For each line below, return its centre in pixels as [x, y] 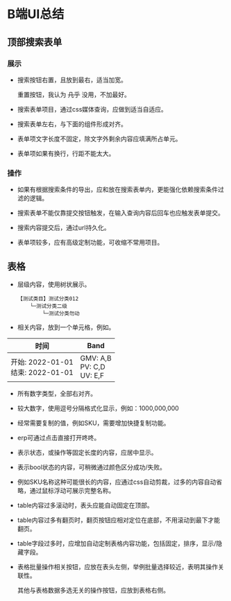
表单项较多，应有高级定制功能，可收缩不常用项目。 [90, 243]
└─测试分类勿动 [61, 313]
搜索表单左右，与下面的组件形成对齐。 [72, 124]
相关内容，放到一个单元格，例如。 [66, 327]
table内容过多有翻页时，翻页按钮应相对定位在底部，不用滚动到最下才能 [119, 520]
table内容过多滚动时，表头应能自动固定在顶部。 [85, 505]
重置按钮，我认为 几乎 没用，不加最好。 [74, 94]
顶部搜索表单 [35, 42]
